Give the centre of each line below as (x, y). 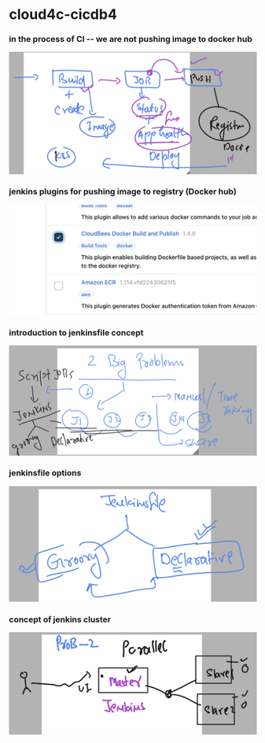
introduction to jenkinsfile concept (76, 332)
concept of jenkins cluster (60, 619)
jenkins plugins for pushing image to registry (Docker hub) (123, 192)
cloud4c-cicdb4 (63, 15)
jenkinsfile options (45, 473)
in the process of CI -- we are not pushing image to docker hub (131, 39)
